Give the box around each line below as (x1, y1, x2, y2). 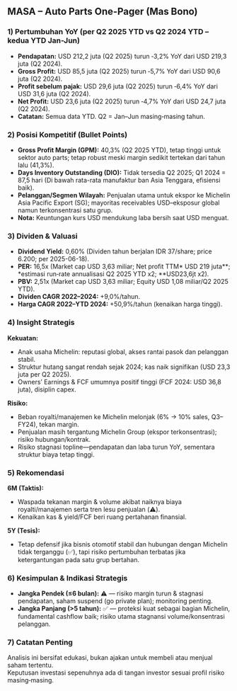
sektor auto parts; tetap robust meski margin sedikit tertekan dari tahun (17, 153, 226, 161)
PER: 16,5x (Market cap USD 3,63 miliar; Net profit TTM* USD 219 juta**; (17, 262, 231, 271)
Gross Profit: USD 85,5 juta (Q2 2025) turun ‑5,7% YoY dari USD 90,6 (17, 67, 221, 75)
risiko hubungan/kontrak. (17, 435, 91, 443)
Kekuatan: (7, 333, 39, 342)
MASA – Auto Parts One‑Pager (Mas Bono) (7, 6, 198, 18)
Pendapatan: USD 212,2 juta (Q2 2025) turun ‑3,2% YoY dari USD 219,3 (17, 52, 227, 60)
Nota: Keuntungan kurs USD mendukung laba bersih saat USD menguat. (17, 213, 229, 222)
